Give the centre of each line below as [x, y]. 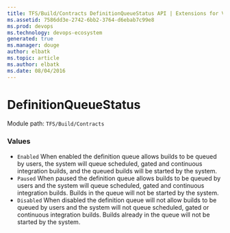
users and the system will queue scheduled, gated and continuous [111, 185]
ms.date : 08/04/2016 [37, 71]
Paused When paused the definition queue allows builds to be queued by [119, 178]
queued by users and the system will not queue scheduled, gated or [113, 207]
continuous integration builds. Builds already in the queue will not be [113, 214]
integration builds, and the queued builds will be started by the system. [117, 171]
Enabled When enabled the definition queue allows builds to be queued [117, 156]
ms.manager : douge [33, 45]
